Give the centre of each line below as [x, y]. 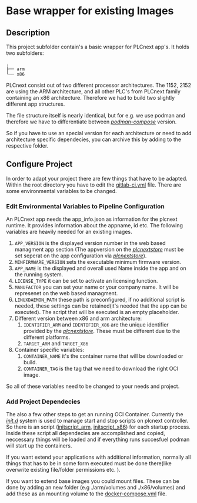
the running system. [39, 275]
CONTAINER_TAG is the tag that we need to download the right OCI [101, 369]
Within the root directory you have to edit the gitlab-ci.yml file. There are [94, 185]
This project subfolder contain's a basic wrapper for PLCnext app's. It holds [98, 47]
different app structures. [36, 104]
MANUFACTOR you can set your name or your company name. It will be [97, 287]
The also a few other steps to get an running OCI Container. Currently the [95, 414]
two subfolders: [25, 53]
